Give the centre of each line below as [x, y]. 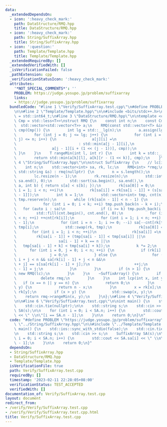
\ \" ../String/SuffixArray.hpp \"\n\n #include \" [65, 324]
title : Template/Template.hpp [45, 56]
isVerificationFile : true [37, 366]
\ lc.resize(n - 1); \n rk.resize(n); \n [71, 176]
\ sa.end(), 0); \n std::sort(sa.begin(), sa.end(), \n [79, 181]
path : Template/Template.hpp [44, 51]
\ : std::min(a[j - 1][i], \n [74, 144]
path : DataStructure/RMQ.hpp [44, 24]
